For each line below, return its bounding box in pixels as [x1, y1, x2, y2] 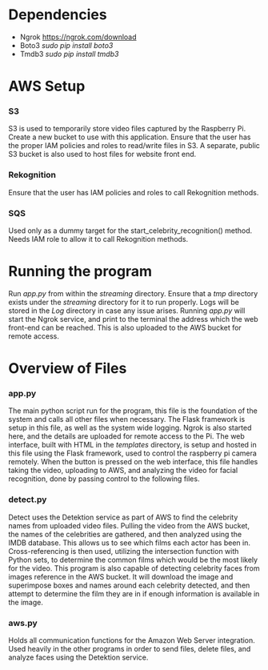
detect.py [8, 494, 47, 505]
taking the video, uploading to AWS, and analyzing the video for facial [8, 466, 238, 475]
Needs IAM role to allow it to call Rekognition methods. [8, 235, 189, 244]
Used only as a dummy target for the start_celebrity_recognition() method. [8, 226, 253, 235]
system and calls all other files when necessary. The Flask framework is [8, 415, 246, 424]
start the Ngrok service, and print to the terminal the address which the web [8, 314, 258, 323]
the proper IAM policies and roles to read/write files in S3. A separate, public [8, 141, 260, 150]
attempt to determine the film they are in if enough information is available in [8, 588, 260, 598]
